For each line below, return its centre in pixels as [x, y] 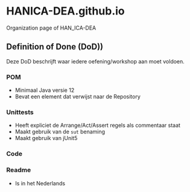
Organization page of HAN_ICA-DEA [51, 28]
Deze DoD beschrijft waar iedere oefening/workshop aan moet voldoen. [96, 61]
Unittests [20, 112]
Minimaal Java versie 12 [45, 90]
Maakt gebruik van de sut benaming [60, 132]
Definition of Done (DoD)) [55, 47]
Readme [19, 170]
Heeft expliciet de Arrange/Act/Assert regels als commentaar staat [98, 126]
